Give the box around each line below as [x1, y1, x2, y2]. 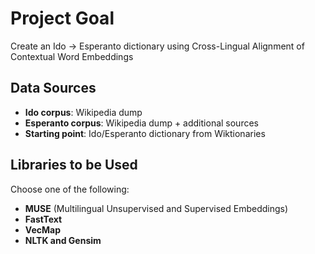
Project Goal [10, 7, 115, 30]
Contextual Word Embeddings [10, 50, 134, 62]
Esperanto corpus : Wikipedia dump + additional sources [24, 117, 259, 129]
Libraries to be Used [10, 157, 138, 174]
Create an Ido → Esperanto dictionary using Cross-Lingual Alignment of [10, 40, 305, 52]
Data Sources [10, 80, 97, 97]
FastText [24, 213, 63, 225]
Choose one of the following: [10, 183, 130, 195]
